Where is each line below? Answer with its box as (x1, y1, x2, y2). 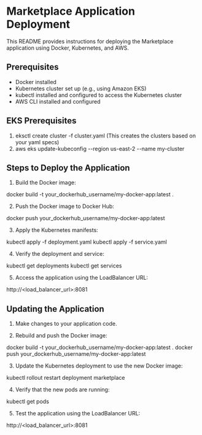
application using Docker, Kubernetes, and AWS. (6, 44, 129, 52)
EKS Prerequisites (6, 115, 77, 126)
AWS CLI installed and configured (15, 98, 101, 105)
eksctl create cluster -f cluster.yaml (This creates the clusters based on (15, 132, 196, 139)
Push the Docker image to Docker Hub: (15, 202, 115, 210)
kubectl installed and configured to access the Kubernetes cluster (15, 91, 182, 99)
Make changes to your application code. (15, 320, 118, 328)
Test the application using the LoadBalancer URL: (15, 410, 141, 417)
